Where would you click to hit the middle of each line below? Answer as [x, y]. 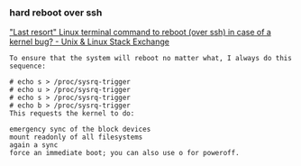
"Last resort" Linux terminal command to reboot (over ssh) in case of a [141, 32]
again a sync [34, 145]
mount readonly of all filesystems [76, 137]
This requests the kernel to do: [72, 114]
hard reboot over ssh [56, 13]
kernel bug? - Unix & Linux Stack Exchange [89, 41]
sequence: [28, 66]
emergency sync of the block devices [80, 129]
